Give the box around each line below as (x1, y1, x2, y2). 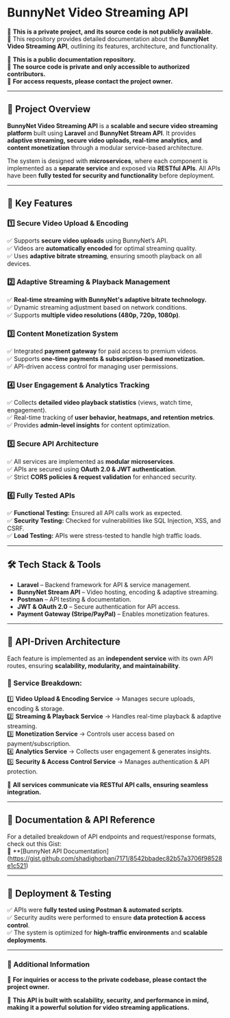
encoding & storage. (7, 704, 64, 712)
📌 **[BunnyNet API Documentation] (7, 847, 110, 855)
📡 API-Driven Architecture (7, 636, 121, 648)
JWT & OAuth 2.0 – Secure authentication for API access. (16, 602, 180, 610)
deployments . (7, 936, 48, 945)
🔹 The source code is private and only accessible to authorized (7, 62, 190, 71)
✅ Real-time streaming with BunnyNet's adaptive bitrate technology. (7, 295, 207, 303)
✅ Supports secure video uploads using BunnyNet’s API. (7, 236, 168, 245)
